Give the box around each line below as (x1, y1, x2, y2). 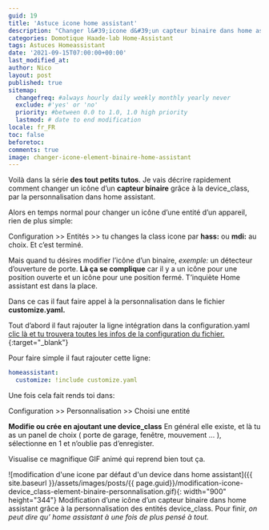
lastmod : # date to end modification (15, 116, 142, 124)
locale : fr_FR (8, 123, 56, 131)
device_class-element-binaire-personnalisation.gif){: (8, 487, 183, 496)
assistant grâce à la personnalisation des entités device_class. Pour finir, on (8, 504, 258, 513)
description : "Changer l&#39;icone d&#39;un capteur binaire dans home (8, 26, 252, 34)
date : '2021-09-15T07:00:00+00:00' (8, 49, 127, 57)
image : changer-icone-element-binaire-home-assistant (8, 153, 192, 161)
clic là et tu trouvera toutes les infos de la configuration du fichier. (8, 329, 225, 339)
